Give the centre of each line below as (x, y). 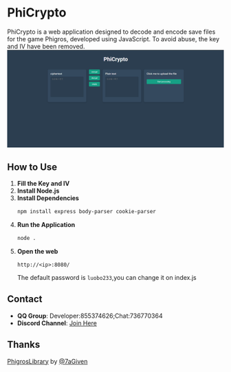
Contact (25, 299)
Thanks (24, 345)
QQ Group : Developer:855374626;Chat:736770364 (90, 316)
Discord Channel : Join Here (57, 323)
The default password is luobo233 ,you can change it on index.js (107, 277)
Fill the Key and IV (43, 184)
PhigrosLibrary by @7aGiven (47, 361)
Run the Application (46, 225)
